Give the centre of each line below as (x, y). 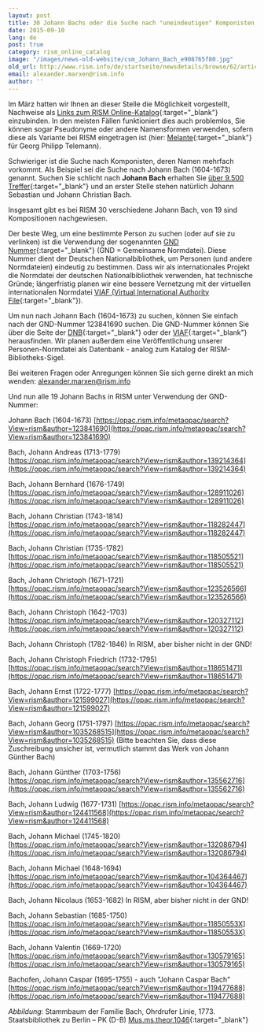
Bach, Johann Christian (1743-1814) (66, 516)
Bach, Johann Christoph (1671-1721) (66, 580)
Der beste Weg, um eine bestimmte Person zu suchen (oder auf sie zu (122, 233)
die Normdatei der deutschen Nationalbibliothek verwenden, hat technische (130, 275)
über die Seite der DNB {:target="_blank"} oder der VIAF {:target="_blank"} (128, 332)
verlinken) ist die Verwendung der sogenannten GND (93, 242)
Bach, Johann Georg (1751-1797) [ (63, 723)
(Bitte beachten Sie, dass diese (166, 740)
